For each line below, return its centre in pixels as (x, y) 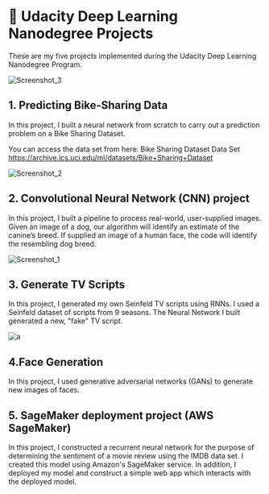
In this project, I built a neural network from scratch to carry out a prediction (134, 125)
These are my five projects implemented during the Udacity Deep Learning (132, 56)
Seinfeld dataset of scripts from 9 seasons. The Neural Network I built (124, 313)
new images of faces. (44, 390)
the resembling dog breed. (52, 243)
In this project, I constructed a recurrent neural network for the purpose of (132, 447)
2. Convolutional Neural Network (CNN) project (129, 199)
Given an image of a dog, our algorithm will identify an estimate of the (124, 226)
